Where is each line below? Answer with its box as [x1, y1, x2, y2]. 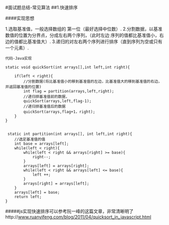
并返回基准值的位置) [5, 84, 42, 89]
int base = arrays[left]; [14, 141, 69, 146]
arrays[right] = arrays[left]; [23, 181, 90, 186]
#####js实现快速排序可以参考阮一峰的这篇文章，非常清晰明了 [5, 208, 134, 214]
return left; [14, 194, 42, 199]
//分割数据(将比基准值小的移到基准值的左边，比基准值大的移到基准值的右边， [23, 79, 162, 84]
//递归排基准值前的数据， [23, 94, 70, 99]
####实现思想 [5, 15, 34, 21]
